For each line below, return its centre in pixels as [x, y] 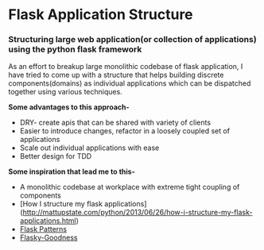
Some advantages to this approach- [69, 107]
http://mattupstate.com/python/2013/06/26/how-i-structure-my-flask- [138, 213]
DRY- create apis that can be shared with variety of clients [115, 123]
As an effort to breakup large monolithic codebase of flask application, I [126, 67]
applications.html [48, 221]
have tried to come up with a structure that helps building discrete [116, 75]
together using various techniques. [66, 92]
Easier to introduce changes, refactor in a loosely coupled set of [125, 131]
